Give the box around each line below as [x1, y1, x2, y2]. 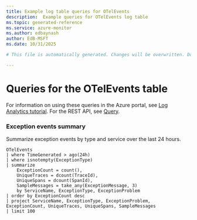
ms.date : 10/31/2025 [6, 42, 57, 47]
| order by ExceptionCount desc [6, 192, 85, 199]
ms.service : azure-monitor [6, 25, 72, 31]
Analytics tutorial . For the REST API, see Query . [6, 108, 120, 115]
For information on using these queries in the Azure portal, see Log [6, 101, 168, 108]
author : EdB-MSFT [6, 36, 49, 42]
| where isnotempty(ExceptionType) [6, 157, 93, 163]
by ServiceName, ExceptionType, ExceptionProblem [16, 188, 141, 194]
